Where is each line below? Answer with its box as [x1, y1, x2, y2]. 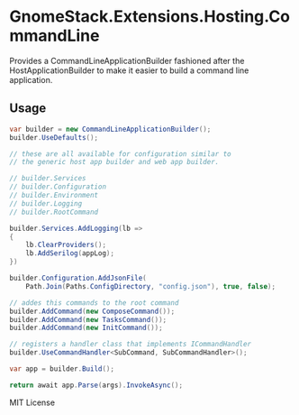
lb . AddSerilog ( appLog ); [25, 249, 115, 258]
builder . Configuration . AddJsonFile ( [9, 273, 147, 282]
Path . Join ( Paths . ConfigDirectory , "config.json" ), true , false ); [25, 281, 276, 290]
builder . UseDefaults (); [9, 133, 99, 142]
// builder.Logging [9, 198, 83, 208]
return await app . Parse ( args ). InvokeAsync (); [9, 381, 183, 390]
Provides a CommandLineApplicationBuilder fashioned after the [9, 55, 245, 66]
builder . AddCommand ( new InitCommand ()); [9, 323, 164, 333]
